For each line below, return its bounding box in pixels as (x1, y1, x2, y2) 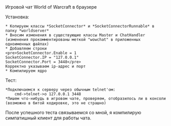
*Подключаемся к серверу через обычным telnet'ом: (5, 87, 116, 92)
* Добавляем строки (5, 46, 47, 51)
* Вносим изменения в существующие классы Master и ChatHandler (5, 33, 145, 38)
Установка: (5, 14, 30, 20)
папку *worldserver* (5, 28, 50, 33)
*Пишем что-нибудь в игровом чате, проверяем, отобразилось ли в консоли (5, 96, 166, 101)
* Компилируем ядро (5, 68, 47, 73)
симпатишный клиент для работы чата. (5, 115, 92, 121)
